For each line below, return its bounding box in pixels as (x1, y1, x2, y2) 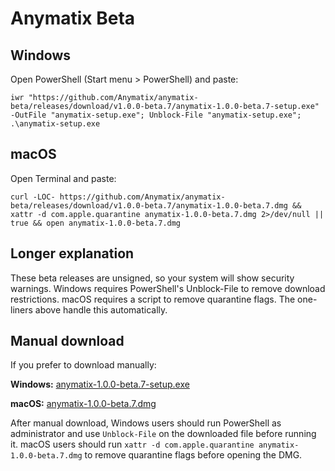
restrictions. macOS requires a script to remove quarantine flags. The (10, 293, 296, 305)
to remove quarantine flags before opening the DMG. (84, 449, 303, 461)
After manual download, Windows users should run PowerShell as (10, 417, 282, 429)
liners (10, 303, 33, 316)
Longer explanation (10, 245, 135, 262)
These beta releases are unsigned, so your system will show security (10, 272, 295, 284)
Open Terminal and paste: (10, 172, 117, 184)
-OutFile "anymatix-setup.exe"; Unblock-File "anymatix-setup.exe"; (10, 110, 302, 120)
